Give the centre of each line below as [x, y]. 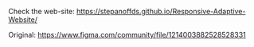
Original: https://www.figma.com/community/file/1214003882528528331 [127, 35]
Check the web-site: [42, 11]
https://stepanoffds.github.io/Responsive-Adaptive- [161, 11]
